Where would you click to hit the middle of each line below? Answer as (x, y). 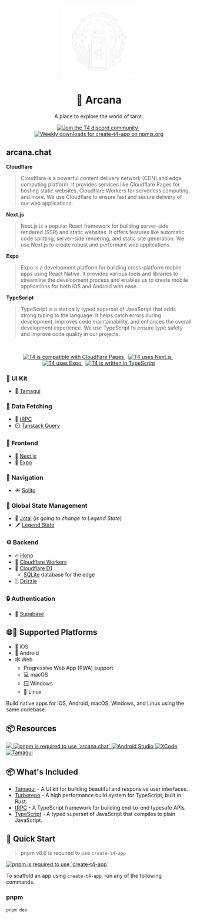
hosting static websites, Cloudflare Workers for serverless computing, (105, 191)
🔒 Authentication (31, 599)
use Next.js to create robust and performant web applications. (96, 244)
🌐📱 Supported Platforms (52, 632)
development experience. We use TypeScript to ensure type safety (102, 328)
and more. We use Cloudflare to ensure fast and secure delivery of (101, 197)
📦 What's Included (42, 772)
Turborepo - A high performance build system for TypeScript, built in (98, 795)
